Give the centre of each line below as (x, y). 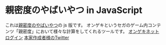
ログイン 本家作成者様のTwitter (37, 37)
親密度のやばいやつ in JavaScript (74, 10)
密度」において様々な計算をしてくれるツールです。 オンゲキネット (91, 31)
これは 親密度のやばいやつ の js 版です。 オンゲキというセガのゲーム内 (76, 25)
